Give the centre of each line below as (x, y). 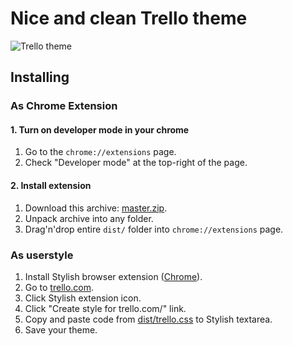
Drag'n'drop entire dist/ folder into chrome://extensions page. (154, 229)
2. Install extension (51, 186)
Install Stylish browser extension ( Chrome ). (113, 276)
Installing (40, 77)
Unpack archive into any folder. (89, 218)
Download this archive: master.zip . (96, 208)
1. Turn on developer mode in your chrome (100, 129)
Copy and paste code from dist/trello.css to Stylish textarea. (148, 319)
